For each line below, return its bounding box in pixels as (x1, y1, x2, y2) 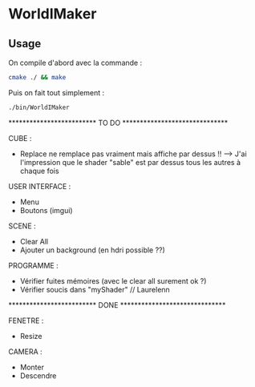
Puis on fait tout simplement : (8, 87, 105, 97)
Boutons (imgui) (19, 205, 74, 215)
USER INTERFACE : (8, 181, 71, 191)
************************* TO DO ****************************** (8, 118, 229, 127)
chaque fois (19, 166, 59, 175)
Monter (19, 362, 44, 372)
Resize (19, 331, 42, 341)
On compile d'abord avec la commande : (8, 58, 143, 67)
